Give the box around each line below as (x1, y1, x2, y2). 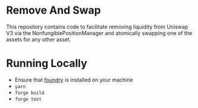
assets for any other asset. (6, 36, 71, 43)
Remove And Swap (6, 4, 101, 17)
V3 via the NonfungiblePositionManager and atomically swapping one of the (6, 29, 193, 36)
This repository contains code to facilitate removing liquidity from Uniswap (6, 23, 189, 30)
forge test (14, 96, 42, 102)
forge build (14, 90, 44, 96)
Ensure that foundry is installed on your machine (14, 76, 133, 83)
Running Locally (6, 57, 88, 70)
